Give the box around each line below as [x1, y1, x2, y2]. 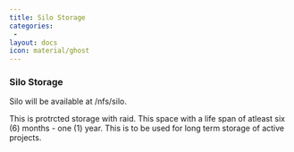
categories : [9, 21, 54, 30]
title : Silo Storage [9, 13, 87, 22]
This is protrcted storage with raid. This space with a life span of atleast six [9, 114, 286, 124]
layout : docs [9, 38, 58, 47]
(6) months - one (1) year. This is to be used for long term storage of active [9, 122, 284, 134]
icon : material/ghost [9, 46, 90, 55]
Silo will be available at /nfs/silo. [9, 96, 127, 107]
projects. [9, 132, 42, 143]
